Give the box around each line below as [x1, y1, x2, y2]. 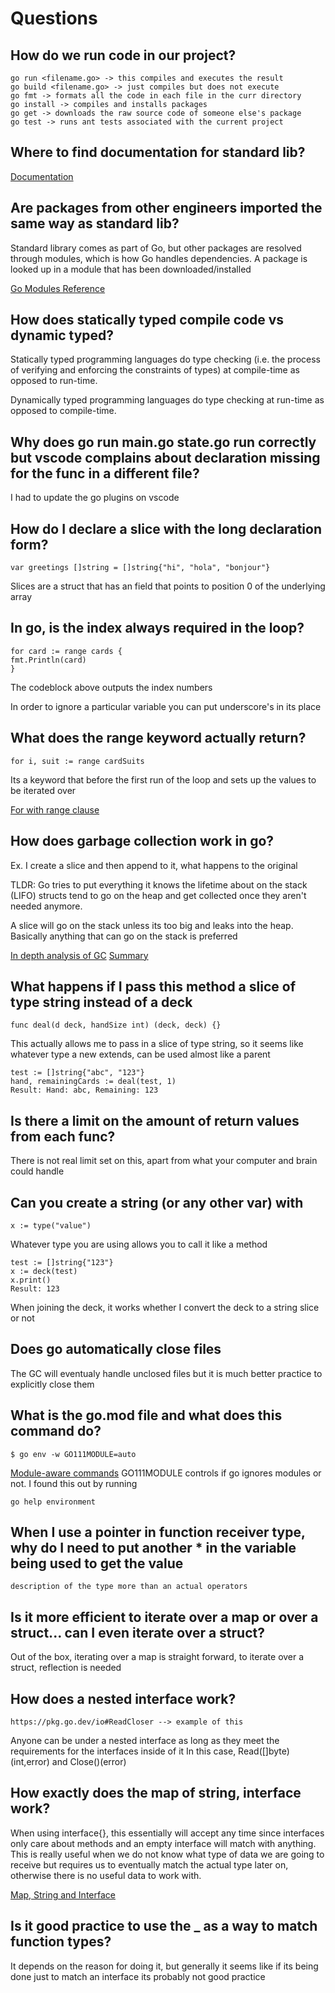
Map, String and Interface [10, 1888, 116, 1901]
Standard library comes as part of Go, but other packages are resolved [10, 242, 302, 254]
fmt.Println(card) [10, 655, 87, 665]
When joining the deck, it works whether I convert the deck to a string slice [10, 1301, 320, 1313]
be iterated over [10, 784, 77, 796]
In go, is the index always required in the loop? [10, 620, 305, 637]
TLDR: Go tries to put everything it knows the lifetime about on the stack [10, 878, 308, 891]
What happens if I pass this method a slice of [10, 978, 297, 995]
